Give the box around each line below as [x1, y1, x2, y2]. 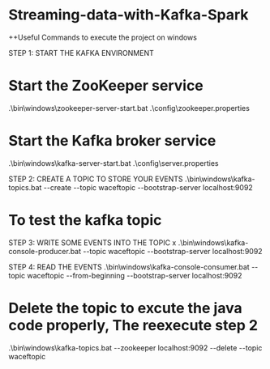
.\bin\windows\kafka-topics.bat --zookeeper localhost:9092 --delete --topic [8, 342, 263, 353]
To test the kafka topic [8, 211, 162, 229]
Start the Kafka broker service [8, 132, 216, 151]
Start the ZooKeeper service [8, 77, 204, 95]
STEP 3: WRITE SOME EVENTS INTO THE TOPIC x [8, 237, 177, 248]
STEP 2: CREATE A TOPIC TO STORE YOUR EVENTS [8, 174, 184, 184]
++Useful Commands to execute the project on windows [8, 32, 197, 42]
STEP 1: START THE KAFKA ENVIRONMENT [8, 48, 154, 57]
